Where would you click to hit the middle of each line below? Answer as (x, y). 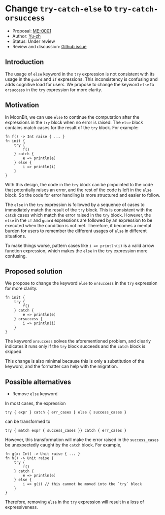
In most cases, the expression (35, 403)
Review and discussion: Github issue (49, 46)
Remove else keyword (35, 394)
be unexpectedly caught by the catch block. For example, (63, 445)
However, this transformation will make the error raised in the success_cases (82, 440)
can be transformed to (28, 421)
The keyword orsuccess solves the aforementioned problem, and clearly (78, 341)
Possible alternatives (38, 382)
